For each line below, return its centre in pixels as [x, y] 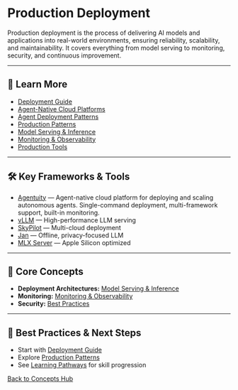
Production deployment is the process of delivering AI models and [104, 33]
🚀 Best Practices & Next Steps [74, 333]
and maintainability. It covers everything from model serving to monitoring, [116, 48]
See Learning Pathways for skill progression [82, 365]
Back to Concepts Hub [40, 379]
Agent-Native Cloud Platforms [61, 109]
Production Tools [42, 146]
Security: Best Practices [53, 304]
